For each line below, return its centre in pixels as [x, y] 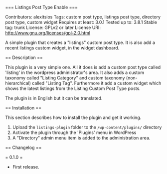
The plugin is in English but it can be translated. [54, 98]
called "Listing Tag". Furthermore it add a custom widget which [97, 83]
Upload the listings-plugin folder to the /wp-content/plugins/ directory [87, 127]
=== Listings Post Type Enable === [42, 7]
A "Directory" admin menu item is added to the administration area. [81, 138]
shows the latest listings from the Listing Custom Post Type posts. [73, 88]
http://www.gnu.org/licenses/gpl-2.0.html [48, 33]
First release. [26, 167]
